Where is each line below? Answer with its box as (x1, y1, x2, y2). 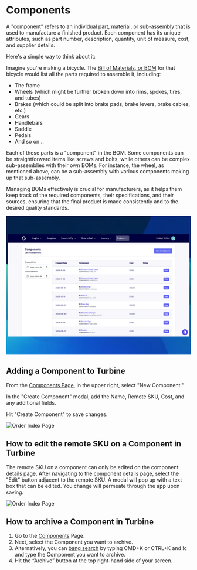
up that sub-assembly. (6, 174, 60, 181)
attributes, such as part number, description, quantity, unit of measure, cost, (6, 35, 190, 42)
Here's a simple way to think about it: (6, 53, 96, 60)
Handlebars (14, 119, 43, 126)
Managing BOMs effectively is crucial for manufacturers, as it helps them (6, 185, 182, 192)
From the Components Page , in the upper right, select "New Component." (6, 381, 184, 388)
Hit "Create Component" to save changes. (6, 411, 108, 418)
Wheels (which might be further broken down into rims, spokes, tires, (14, 88, 182, 95)
